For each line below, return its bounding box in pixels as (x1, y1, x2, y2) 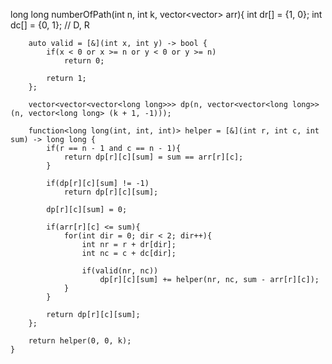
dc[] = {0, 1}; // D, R (10, 19, 90, 31)
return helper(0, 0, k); (28, 336, 132, 346)
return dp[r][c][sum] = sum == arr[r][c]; (63, 152, 244, 162)
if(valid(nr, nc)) (81, 266, 159, 276)
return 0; (63, 56, 105, 66)
